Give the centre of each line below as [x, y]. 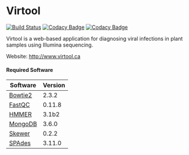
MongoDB [23, 124]
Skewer [20, 134]
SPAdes [20, 143]
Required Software [30, 70]
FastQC [20, 105]
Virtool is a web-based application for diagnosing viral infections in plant [94, 38]
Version [54, 85]
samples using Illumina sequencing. [50, 45]
